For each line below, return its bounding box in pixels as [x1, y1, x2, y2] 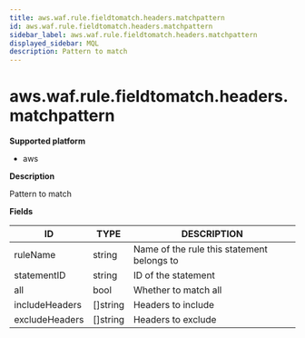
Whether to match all [133, 283, 222, 296]
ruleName [14, 249, 56, 262]
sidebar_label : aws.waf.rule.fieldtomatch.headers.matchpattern [9, 30, 258, 39]
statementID [14, 269, 66, 282]
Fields [9, 206, 34, 217]
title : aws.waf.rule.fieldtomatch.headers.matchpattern [9, 13, 225, 23]
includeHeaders [14, 299, 82, 312]
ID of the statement [133, 269, 215, 282]
